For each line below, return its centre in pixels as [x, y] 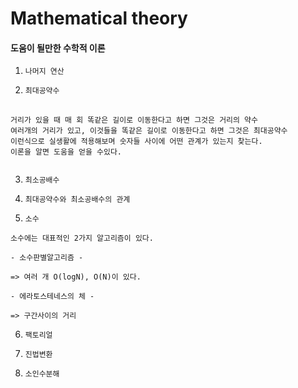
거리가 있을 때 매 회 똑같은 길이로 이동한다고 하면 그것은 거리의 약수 [134, 120]
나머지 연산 [44, 72]
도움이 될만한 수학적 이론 [58, 48]
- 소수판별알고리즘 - [47, 258]
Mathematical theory [99, 18]
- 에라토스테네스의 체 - [52, 297]
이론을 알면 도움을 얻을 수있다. [66, 152]
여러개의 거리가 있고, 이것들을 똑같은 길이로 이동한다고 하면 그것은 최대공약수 [149, 131]
